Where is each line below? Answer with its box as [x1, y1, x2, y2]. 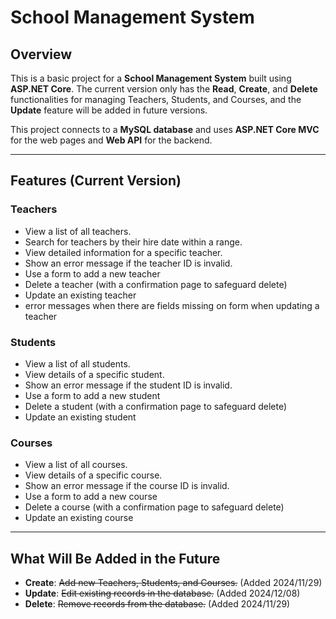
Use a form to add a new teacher [24, 267, 161, 280]
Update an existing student [24, 411, 137, 423]
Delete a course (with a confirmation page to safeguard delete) [24, 501, 285, 513]
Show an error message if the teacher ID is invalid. [24, 257, 233, 269]
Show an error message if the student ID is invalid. [24, 379, 233, 391]
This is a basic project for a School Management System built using [10, 72, 292, 84]
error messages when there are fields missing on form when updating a [24, 299, 320, 311]
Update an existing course [24, 512, 134, 524]
